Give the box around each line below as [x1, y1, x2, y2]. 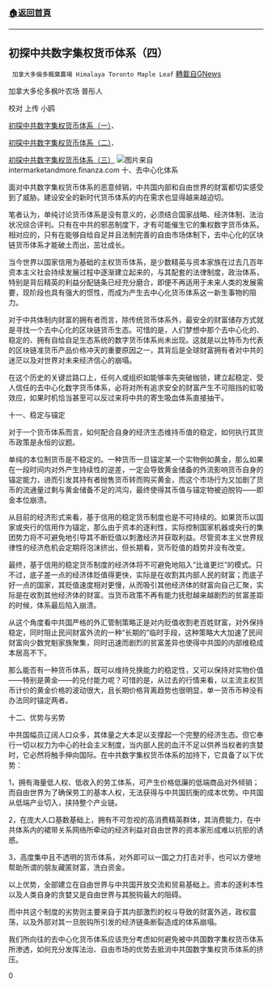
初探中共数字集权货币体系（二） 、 [8, 138, 119, 147]
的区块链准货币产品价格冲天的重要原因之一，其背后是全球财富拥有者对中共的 [8, 346, 264, 355]
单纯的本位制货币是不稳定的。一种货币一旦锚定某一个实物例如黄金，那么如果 [8, 455, 264, 465]
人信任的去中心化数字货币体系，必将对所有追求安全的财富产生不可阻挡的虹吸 [8, 383, 264, 393]
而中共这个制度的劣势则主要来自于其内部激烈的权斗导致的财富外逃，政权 [8, 907, 249, 917]
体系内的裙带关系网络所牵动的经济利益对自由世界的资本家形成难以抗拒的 [15, 825, 257, 835]
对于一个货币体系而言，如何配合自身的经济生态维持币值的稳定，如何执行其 [8, 428, 257, 437]
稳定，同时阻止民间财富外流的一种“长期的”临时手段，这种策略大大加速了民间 [8, 628, 263, 637]
